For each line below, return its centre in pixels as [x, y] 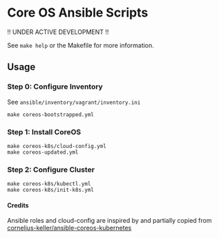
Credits [18, 205]
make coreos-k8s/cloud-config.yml [57, 146]
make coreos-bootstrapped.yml [51, 115]
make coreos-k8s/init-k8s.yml [51, 190]
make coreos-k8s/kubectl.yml [49, 184]
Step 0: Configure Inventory [55, 86]
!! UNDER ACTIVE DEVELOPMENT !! [58, 32]
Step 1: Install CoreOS [44, 131]
